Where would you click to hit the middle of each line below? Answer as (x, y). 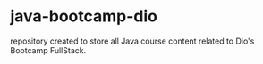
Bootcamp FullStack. (48, 50)
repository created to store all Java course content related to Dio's (132, 41)
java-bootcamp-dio (84, 16)
